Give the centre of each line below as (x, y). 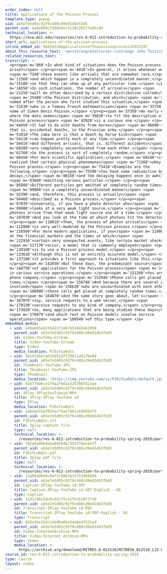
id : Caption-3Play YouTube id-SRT (50, 485)
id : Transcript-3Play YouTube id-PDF (53, 508)
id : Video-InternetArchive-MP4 (46, 531)
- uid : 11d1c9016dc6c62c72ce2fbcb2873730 (53, 499)
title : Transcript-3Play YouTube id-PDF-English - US (71, 513)
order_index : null (24, 10)
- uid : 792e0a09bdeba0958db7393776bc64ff (53, 444)
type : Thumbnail (31, 374)
